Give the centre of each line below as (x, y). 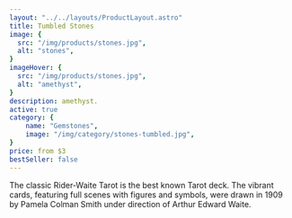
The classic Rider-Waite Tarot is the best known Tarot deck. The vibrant (142, 185)
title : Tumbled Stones (52, 26)
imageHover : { (36, 68)
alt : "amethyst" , (50, 84)
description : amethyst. (54, 101)
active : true (34, 109)
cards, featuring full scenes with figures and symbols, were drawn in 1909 (146, 195)
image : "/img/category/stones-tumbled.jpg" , (110, 135)
